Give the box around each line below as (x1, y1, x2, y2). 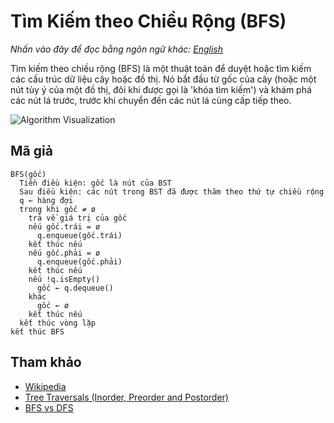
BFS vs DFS (24, 401, 74, 414)
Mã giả (10, 143, 53, 160)
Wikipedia (24, 380, 67, 392)
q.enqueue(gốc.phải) (36, 256, 123, 267)
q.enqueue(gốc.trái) (36, 230, 123, 240)
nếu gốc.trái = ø (28, 221, 101, 232)
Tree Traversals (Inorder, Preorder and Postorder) (24, 391, 229, 403)
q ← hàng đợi (19, 195, 74, 205)
